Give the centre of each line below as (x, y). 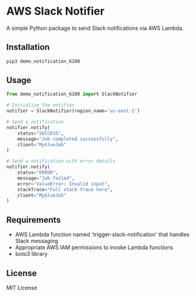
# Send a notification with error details (61, 161)
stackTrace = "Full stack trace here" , (65, 189)
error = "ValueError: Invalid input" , (64, 184)
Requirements (33, 220)
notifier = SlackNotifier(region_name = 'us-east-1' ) (73, 111)
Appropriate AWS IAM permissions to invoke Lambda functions (94, 247)
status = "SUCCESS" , (40, 133)
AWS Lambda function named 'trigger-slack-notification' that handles (102, 234)
